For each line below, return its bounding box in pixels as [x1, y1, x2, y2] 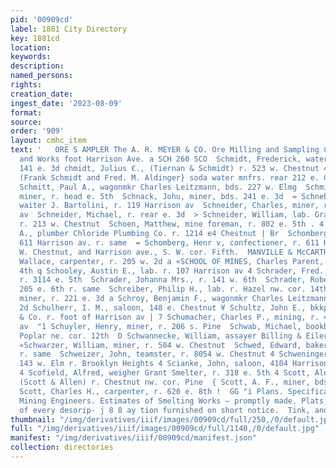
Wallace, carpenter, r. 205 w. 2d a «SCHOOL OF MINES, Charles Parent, [19, 256, 325, 266]
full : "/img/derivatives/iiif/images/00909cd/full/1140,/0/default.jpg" [10, 424, 320, 434]
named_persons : [10, 71, 74, 81]
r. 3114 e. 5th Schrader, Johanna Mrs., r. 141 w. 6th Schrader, [19, 275, 307, 285]
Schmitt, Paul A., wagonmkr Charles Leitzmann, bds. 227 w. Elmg [19, 182, 298, 192]
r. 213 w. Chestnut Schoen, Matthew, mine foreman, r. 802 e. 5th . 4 [19, 219, 325, 230]
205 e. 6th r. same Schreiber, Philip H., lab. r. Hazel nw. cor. [19, 284, 307, 295]
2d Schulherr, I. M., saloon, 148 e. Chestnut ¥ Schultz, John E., [19, 303, 307, 313]
